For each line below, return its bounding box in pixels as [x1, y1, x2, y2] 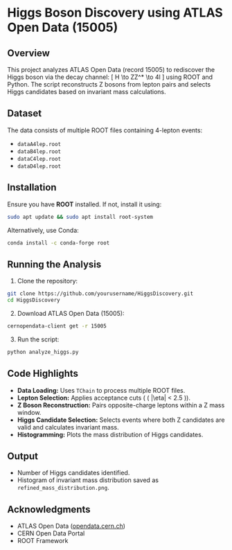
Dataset [7, 107, 42, 119]
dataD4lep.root [17, 163, 62, 170]
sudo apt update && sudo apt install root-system [7, 213, 154, 220]
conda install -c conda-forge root [7, 239, 110, 247]
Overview [7, 47, 51, 59]
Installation [7, 181, 57, 193]
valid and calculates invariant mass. [17, 423, 119, 431]
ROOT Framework [17, 537, 69, 545]
